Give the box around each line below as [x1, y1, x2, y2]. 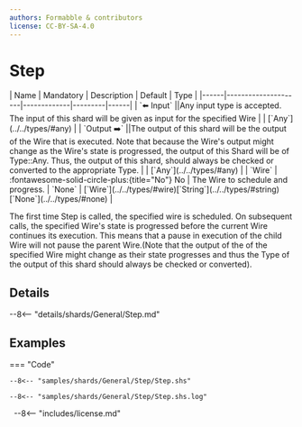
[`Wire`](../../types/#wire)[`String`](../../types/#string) [84, 184, 279, 195]
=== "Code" [9, 359, 55, 370]
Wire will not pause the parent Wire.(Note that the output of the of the [9, 240, 268, 250]
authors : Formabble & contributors [9, 13, 143, 23]
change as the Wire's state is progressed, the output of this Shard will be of [9, 146, 290, 157]
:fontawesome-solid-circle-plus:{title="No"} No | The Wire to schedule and [9, 175, 288, 186]
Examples [9, 335, 66, 350]
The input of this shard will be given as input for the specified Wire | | [9, 114, 266, 124]
